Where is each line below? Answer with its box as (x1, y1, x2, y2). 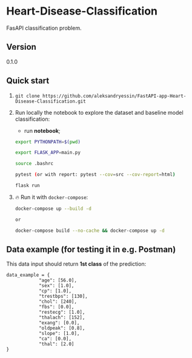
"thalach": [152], (38, 314, 85, 321)
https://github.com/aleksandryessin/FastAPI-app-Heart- (42, 93, 187, 99)
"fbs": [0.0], (38, 304, 74, 310)
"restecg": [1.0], (38, 309, 85, 316)
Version (6, 42, 36, 52)
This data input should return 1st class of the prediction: (6, 260, 147, 268)
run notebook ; (24, 127, 61, 134)
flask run (15, 183, 41, 189)
